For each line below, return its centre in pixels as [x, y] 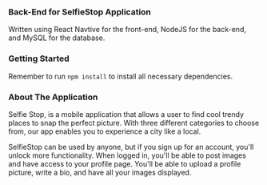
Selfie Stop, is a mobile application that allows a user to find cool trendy [126, 114]
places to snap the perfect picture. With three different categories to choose [134, 123]
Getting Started [39, 58]
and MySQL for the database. [57, 38]
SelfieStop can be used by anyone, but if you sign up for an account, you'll [131, 147]
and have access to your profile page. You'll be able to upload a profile [125, 163]
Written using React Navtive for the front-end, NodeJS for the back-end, [127, 30]
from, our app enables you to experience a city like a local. [105, 131]
